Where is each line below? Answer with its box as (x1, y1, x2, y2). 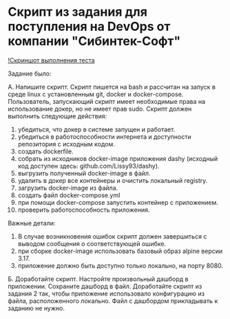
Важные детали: (8, 219, 56, 227)
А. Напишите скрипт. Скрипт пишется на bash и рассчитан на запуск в (8, 82, 216, 91)
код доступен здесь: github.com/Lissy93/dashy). (17, 162, 160, 170)
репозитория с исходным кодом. (17, 140, 116, 148)
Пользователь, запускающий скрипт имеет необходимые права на (8, 97, 206, 105)
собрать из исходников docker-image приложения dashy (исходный (17, 154, 218, 162)
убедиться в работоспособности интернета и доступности (17, 132, 191, 141)
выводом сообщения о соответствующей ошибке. (17, 239, 167, 247)
